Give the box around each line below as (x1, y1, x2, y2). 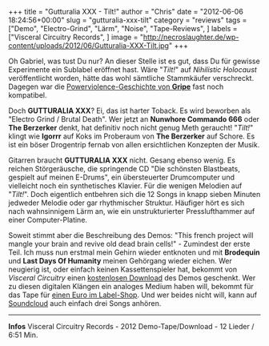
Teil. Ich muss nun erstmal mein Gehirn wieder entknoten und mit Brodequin (8, 247, 260, 257)
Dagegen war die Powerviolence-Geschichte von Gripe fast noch (8, 82, 224, 91)
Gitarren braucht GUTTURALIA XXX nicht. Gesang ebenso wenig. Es (8, 155, 236, 165)
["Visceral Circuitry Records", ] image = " (8, 32, 144, 42)
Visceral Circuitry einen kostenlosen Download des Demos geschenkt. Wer (8, 273, 256, 283)
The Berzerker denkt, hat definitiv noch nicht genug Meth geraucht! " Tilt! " (8, 123, 254, 132)
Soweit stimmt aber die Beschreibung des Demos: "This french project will (8, 231, 254, 239)
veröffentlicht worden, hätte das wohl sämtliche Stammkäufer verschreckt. (8, 74, 255, 82)
